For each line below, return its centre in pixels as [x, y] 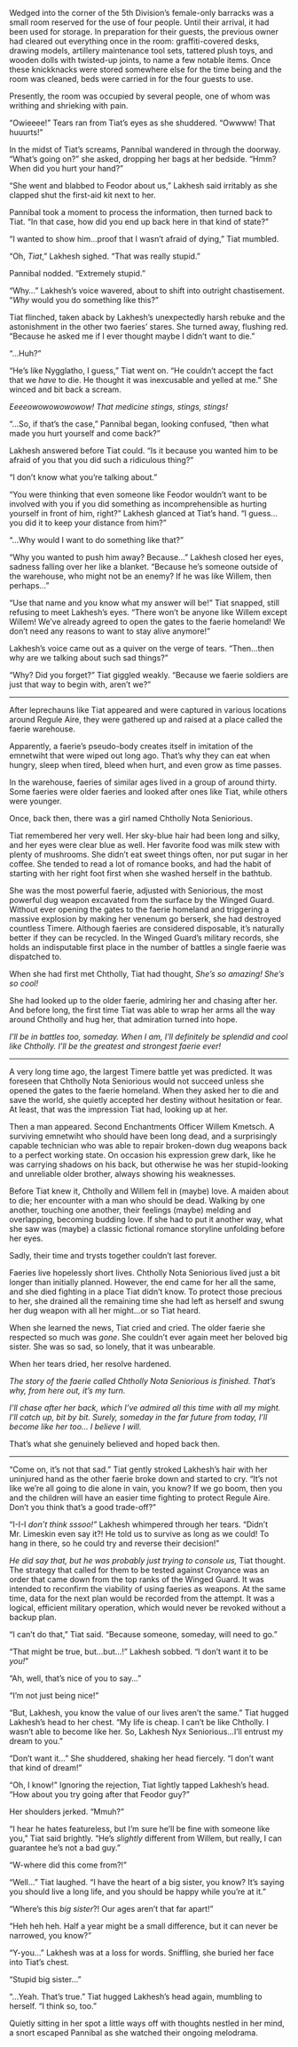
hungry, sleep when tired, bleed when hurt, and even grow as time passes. [145, 765]
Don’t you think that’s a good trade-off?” [83, 1507]
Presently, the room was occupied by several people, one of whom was [140, 96]
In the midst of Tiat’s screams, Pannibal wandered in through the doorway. [145, 149]
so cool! [24, 983]
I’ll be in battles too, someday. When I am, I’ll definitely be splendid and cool [149, 1036]
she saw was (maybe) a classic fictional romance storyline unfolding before [147, 1229]
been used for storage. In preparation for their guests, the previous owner [144, 32]
